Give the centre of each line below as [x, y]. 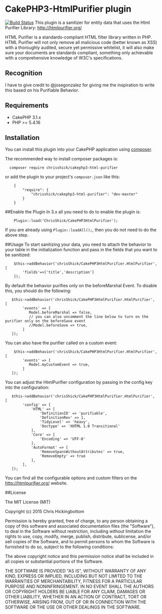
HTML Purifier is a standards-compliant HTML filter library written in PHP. [78, 37]
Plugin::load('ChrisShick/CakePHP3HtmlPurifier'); [66, 221]
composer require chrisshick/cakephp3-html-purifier [64, 168]
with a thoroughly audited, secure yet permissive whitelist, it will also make [80, 47]
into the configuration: [27, 387]
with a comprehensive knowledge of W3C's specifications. [64, 58]
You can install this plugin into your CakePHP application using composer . [79, 149]
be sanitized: [18, 255]
